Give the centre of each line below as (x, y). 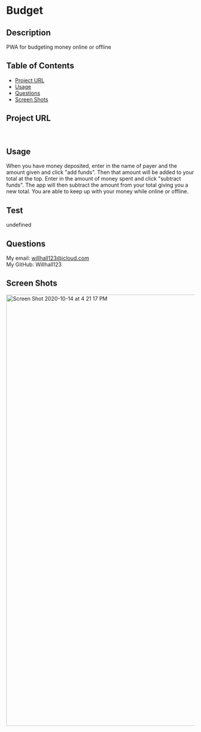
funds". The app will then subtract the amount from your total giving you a (97, 185)
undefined (19, 225)
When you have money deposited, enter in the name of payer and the (92, 166)
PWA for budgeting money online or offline (59, 47)
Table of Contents (40, 66)
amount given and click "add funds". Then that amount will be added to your (100, 172)
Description (28, 33)
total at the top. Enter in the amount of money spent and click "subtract (94, 179)
